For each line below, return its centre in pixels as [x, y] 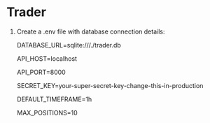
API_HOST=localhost [47, 58]
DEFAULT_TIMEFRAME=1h [54, 99]
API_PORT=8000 [41, 72]
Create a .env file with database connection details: [91, 31]
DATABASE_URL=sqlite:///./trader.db [69, 45]
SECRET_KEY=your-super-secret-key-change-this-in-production [110, 85]
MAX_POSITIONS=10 [47, 113]
